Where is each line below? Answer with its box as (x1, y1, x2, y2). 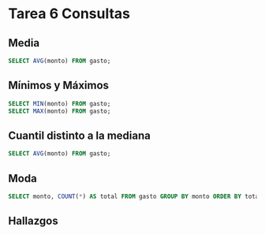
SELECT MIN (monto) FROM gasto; (8, 99, 111, 107)
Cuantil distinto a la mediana (8, 129, 151, 142)
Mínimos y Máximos (8, 79, 109, 92)
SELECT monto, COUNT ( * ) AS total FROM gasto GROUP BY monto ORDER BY (8, 192, 242, 200)
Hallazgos (8, 214, 58, 228)
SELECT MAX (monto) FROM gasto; (8, 107, 111, 115)
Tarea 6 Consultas (8, 5, 131, 23)
